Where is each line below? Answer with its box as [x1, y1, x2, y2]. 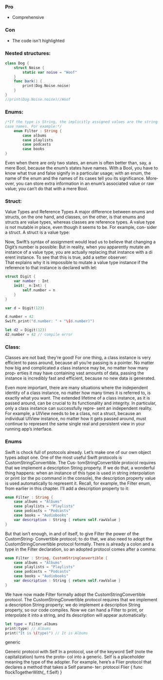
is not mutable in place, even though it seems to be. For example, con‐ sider [5, 225, 157, 230]
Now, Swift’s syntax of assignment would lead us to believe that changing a [5, 239, 156, 245]
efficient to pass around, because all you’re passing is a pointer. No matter [5, 360, 154, 366]
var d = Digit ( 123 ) [5, 305, 45, 311]
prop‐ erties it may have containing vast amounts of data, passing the [5, 370, 145, 376]
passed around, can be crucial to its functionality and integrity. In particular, [5, 400, 157, 406]
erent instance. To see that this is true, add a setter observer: [5, 254, 127, 261]
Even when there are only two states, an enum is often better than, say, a [5, 160, 151, 166]
